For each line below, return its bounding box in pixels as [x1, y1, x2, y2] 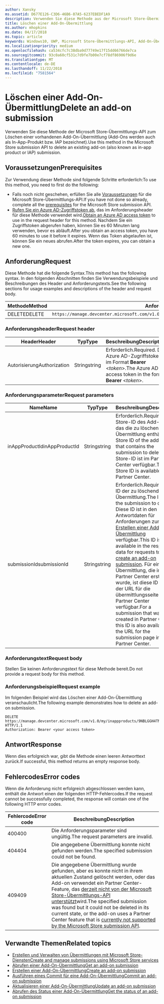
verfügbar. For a [115, 604, 151, 611]
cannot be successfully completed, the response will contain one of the [5, 796, 149, 802]
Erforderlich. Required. [105, 346, 156, 353]
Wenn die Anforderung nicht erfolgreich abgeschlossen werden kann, [5, 786, 145, 791]
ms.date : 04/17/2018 [5, 30, 47, 35]
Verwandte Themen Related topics [5, 939, 111, 947]
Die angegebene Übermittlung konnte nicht [51, 841, 150, 848]
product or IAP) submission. [5, 150, 61, 155]
